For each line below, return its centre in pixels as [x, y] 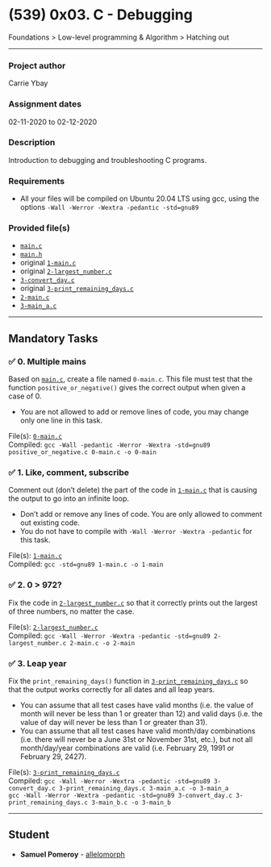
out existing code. [50, 523]
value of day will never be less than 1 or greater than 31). [114, 722]
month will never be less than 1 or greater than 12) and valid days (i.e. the [141, 714]
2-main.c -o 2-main [102, 643]
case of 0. [25, 396]
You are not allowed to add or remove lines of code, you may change [134, 412]
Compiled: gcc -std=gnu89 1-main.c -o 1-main [86, 564]
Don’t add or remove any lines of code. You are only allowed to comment [141, 515]
